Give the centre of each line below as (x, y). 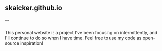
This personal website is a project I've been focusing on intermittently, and (81, 32)
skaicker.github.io (34, 8)
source (12, 43)
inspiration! (32, 43)
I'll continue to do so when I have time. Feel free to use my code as (73, 38)
